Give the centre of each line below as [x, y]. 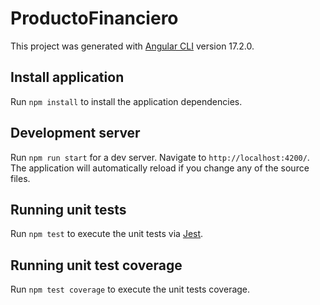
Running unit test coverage [96, 265]
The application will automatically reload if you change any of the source [160, 168]
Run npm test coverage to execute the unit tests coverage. [130, 289]
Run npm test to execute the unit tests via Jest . [107, 234]
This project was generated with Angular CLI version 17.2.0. [132, 46]
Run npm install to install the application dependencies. [126, 101]
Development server [75, 133]
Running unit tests [68, 209]
